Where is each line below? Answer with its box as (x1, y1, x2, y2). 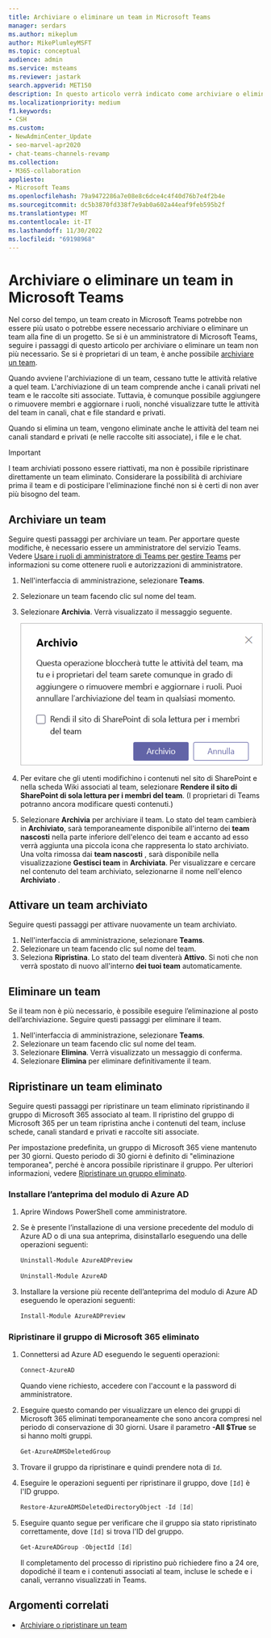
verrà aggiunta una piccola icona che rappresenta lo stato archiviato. (19, 840, 249, 850)
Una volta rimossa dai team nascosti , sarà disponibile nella (19, 849, 219, 859)
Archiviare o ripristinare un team (19, 1619, 127, 1630)
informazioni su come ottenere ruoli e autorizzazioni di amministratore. (8, 560, 244, 570)
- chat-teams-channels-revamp (8, 150, 110, 158)
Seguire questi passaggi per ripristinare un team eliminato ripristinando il (8, 1101, 250, 1110)
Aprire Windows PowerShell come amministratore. (19, 1207, 188, 1217)
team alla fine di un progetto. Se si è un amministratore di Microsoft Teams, (8, 332, 258, 342)
